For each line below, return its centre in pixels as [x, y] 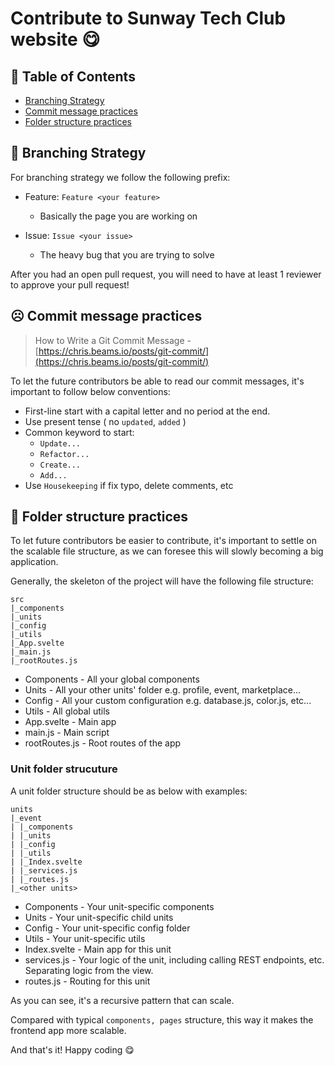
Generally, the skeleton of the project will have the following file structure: [162, 581]
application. [34, 562]
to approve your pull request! [70, 284]
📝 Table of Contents [73, 76]
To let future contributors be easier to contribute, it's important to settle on [163, 541]
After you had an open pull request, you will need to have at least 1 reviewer [166, 274]
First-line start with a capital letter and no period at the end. [147, 411]
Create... [60, 465]
